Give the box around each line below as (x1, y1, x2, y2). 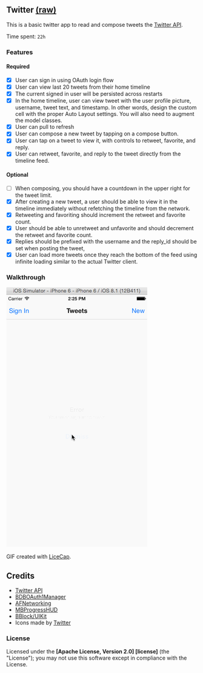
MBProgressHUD (15, 606, 58, 613)
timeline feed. (15, 157, 50, 165)
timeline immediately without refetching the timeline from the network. (15, 205, 191, 212)
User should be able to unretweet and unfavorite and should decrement (15, 224, 194, 231)
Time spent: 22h (6, 33, 46, 40)
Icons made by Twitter (15, 619, 71, 626)
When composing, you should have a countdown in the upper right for (15, 185, 191, 192)
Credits (6, 570, 35, 581)
